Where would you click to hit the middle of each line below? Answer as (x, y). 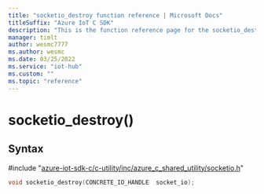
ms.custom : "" (31, 74)
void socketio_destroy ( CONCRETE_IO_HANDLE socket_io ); (101, 182)
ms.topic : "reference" (45, 81)
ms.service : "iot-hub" (45, 67)
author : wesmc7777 (38, 45)
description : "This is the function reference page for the (109, 30)
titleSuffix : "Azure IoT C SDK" (61, 23)
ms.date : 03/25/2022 (42, 60)
